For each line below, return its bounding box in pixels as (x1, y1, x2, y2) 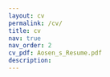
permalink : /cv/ (8, 19, 63, 27)
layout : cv (8, 11, 45, 20)
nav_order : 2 (8, 42, 52, 50)
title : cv (8, 26, 42, 34)
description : (8, 57, 52, 65)
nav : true (8, 34, 42, 43)
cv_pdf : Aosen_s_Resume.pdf (8, 49, 103, 57)
